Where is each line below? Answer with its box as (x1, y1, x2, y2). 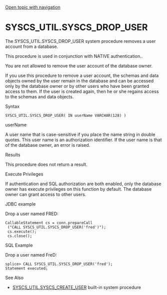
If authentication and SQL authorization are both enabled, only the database (5, 181, 161, 187)
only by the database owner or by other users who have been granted (5, 83, 149, 89)
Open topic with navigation (5, 4, 61, 10)
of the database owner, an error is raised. (5, 142, 90, 148)
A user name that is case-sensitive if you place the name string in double (5, 131, 155, 137)
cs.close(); (7, 233, 32, 239)
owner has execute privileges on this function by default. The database (5, 186, 152, 192)
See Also (5, 275, 24, 281)
